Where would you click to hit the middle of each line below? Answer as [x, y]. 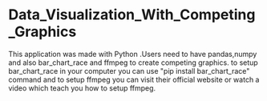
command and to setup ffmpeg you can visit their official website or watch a [134, 79]
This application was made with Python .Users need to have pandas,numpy [133, 54]
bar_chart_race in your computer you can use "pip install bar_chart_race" [129, 71]
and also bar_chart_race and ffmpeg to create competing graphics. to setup [133, 63]
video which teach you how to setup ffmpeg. [82, 88]
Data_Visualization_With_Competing [132, 15]
